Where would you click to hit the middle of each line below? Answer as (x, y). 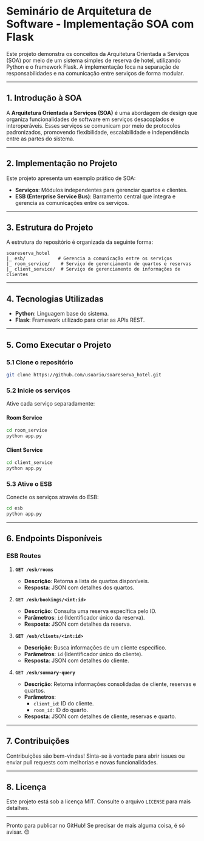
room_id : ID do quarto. (61, 710)
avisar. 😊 (18, 832)
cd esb (15, 508)
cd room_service (27, 431)
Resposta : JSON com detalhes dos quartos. (79, 587)
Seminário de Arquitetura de (79, 11)
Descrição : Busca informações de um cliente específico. (95, 647)
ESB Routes (24, 556)
